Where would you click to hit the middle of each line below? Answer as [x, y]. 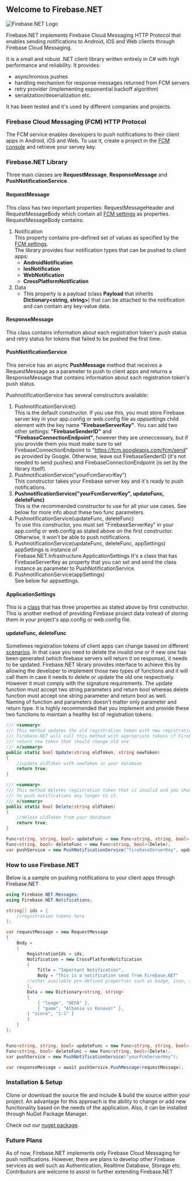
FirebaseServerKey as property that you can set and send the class [95, 562]
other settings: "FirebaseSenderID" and [63, 431]
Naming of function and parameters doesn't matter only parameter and [91, 702]
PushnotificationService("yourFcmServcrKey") [70, 475]
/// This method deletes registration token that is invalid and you [92, 790]
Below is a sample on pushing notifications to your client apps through [90, 878]
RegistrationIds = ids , [56, 954]
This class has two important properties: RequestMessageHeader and [90, 207]
